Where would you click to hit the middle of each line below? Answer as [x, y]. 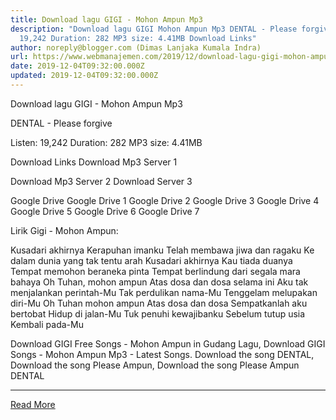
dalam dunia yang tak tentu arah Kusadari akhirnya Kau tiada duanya [151, 260]
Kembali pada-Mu [47, 324]
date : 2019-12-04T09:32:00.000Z [77, 66]
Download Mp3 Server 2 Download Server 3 [101, 181]
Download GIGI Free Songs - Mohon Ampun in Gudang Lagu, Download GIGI [168, 343]
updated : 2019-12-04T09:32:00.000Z [84, 76]
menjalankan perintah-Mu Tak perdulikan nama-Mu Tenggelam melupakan [164, 292]
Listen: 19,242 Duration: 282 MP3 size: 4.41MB [106, 142]
